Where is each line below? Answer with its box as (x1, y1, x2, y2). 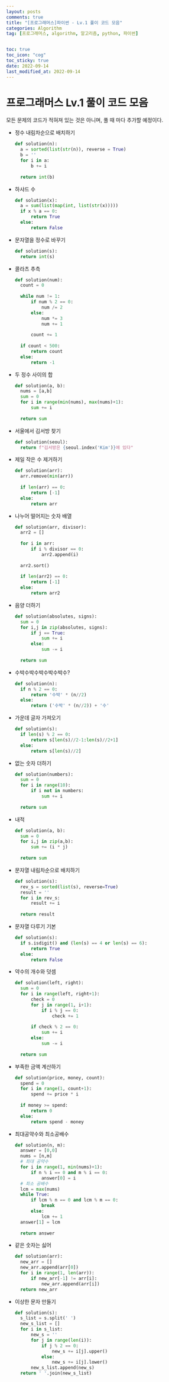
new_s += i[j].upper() (52, 1348, 108, 1354)
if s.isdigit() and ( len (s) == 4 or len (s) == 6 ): (20, 940, 148, 946)
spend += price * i (30, 1091, 79, 1097)
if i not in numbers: (30, 788, 84, 794)
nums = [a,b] (20, 388, 53, 394)
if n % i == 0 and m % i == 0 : (30, 1169, 108, 1175)
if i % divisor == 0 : (30, 546, 84, 552)
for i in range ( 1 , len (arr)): (20, 1270, 95, 1276)
